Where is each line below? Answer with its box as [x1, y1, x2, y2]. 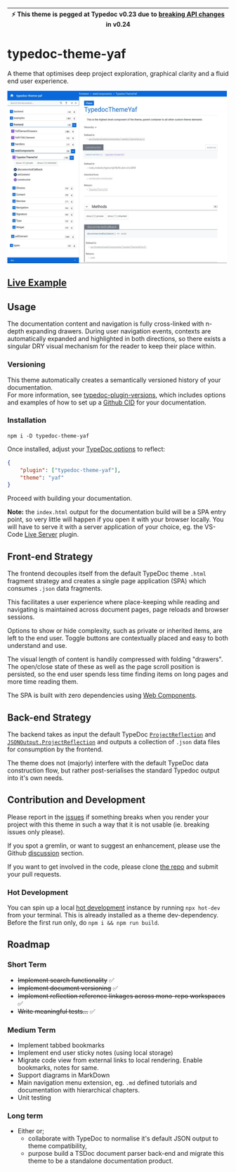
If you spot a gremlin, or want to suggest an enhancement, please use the [7, 841, 221, 850]
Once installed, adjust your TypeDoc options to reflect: [7, 445, 166, 453]
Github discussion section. [7, 848, 84, 857]
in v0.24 [105, 20, 131, 28]
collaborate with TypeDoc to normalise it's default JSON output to [27, 1134, 219, 1143]
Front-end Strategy [7, 550, 93, 563]
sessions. [7, 613, 35, 621]
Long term [7, 1111, 44, 1121]
